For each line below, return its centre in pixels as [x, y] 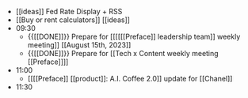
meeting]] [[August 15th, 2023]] [79, 45]
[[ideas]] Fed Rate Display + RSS [69, 11]
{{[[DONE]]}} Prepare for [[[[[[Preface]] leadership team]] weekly [134, 36]
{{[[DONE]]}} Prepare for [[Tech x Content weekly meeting [123, 53]
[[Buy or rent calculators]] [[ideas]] [73, 20]
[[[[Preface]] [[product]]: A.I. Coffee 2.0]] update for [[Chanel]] [130, 79]
